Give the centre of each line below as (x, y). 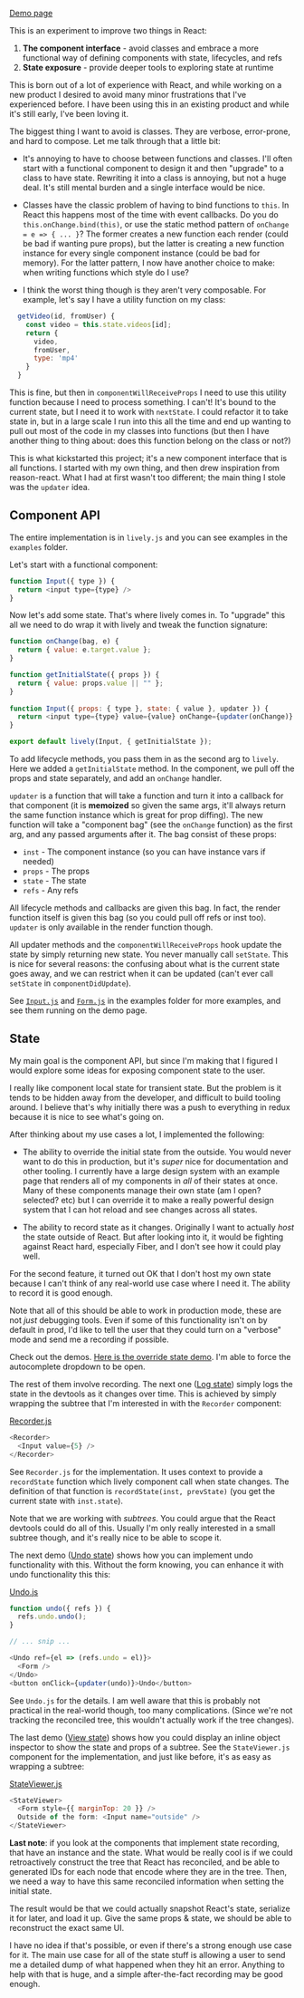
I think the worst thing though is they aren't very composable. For (144, 290)
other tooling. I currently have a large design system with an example (151, 1171)
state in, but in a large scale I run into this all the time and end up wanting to (150, 421)
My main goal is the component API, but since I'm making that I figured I (143, 1060)
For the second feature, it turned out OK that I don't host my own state (140, 1273)
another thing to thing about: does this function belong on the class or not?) (150, 440)
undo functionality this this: (60, 1574)
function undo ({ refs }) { (60, 1608)
